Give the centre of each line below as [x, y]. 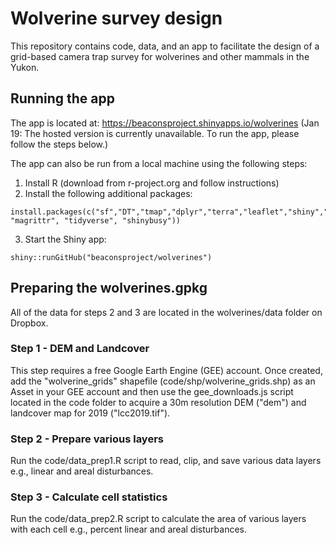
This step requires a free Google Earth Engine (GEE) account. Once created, [166, 370]
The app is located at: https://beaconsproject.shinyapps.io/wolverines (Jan [165, 123]
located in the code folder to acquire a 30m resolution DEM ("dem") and [158, 402]
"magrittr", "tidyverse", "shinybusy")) [96, 220]
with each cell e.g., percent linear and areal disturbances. [128, 529]
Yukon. [25, 67]
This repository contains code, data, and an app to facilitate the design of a [165, 46]
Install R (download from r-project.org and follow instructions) [152, 183]
